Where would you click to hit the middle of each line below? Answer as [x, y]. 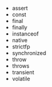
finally [20, 27]
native [20, 40]
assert [20, 8]
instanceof [25, 34]
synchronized [29, 53]
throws [21, 66]
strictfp [21, 47]
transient [23, 72]
